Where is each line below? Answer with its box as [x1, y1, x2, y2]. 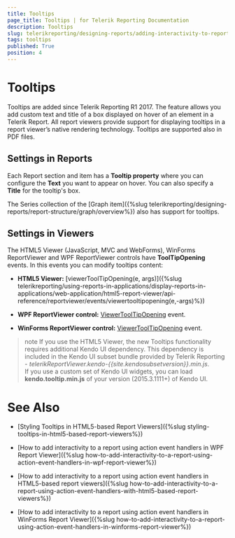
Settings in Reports [7, 153, 93, 165]
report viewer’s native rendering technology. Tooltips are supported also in [7, 125, 222, 133]
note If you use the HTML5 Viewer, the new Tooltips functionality [24, 338, 212, 346]
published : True [7, 43, 55, 50]
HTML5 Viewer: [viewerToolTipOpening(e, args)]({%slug [17, 275, 183, 283]
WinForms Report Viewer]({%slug [17, 516, 115, 524]
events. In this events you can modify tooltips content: [7, 261, 163, 270]
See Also [7, 399, 60, 415]
